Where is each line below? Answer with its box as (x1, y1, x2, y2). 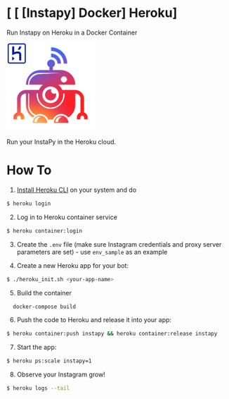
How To (6, 162, 52, 178)
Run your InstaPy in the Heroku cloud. (6, 137, 117, 146)
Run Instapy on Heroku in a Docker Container (6, 28, 138, 37)
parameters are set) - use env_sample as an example (16, 247, 168, 256)
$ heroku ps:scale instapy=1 (6, 357, 92, 364)
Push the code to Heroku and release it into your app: (16, 316, 172, 324)
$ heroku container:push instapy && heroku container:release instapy (6, 330, 218, 338)
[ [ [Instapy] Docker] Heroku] (6, 5, 178, 21)
